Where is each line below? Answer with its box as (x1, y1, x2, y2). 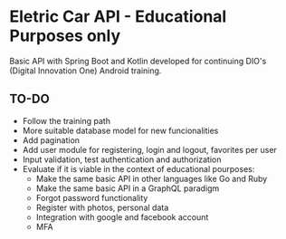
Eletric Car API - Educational (9, 6, 227, 27)
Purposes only (9, 25, 121, 46)
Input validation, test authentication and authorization (22, 154, 222, 165)
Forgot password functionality (35, 192, 148, 203)
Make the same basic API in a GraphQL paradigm (35, 183, 220, 194)
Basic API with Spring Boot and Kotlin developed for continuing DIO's (9, 55, 267, 66)
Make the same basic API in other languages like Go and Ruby (35, 173, 268, 184)
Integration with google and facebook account (35, 211, 209, 223)
